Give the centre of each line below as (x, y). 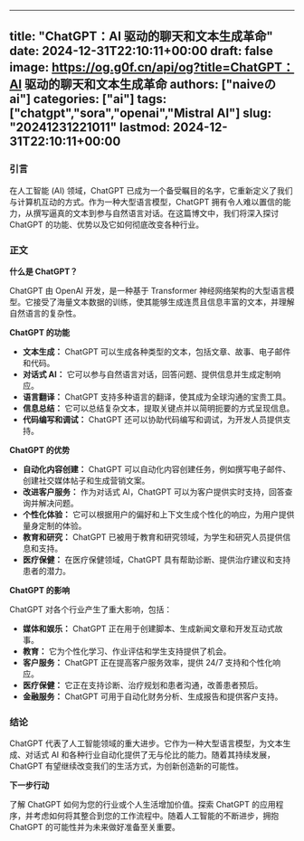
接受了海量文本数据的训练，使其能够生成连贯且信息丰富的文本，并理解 (164, 302)
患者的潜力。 (46, 571)
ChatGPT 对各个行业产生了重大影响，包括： (91, 609)
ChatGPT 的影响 (40, 590)
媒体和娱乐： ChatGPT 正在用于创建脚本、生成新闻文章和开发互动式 (149, 628)
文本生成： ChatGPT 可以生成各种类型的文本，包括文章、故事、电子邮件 (157, 351)
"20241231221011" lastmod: (90, 128)
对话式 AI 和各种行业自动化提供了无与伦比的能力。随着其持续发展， (150, 755)
